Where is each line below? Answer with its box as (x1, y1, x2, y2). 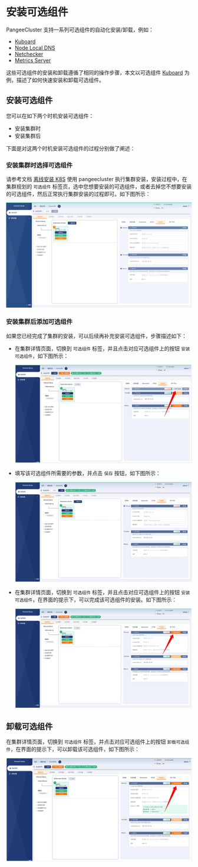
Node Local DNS (14, 44, 55, 51)
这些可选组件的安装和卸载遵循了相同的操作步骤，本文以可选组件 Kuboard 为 (6, 69, 190, 76)
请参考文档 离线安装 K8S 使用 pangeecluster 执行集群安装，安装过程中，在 (6, 176, 187, 183)
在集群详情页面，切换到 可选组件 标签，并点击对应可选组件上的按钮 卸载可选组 (6, 738, 190, 746)
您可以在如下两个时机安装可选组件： (6, 112, 94, 119)
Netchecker (14, 50, 44, 57)
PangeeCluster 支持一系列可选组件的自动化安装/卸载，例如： (6, 26, 154, 33)
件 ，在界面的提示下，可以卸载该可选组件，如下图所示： (6, 746, 140, 753)
